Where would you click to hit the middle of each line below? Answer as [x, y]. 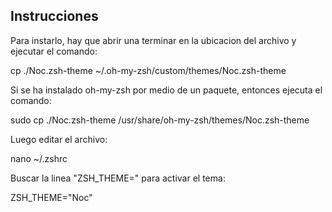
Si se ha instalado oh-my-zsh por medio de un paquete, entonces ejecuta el [166, 90]
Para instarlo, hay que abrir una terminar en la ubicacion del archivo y [153, 40]
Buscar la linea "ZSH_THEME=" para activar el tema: [118, 178]
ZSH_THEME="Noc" [51, 197]
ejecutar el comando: [54, 51]
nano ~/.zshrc [39, 158]
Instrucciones [54, 16]
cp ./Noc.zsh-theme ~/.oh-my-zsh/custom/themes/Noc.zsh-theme [148, 70]
